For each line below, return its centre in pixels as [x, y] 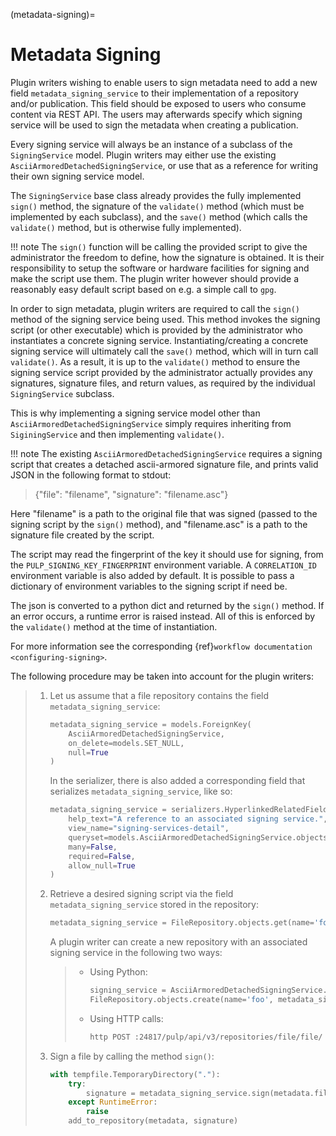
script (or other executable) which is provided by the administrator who [156, 330]
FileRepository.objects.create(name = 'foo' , [181, 1000]
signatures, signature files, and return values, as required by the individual [163, 383]
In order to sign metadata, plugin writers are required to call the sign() [155, 308]
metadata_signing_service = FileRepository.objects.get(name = [182, 923]
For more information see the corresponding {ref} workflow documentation [161, 646]
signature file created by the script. [82, 535]
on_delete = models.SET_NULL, [126, 743]
